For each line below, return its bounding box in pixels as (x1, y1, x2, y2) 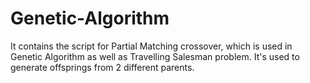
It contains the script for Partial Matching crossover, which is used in (10, 40, 293, 52)
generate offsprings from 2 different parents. (10, 61, 195, 73)
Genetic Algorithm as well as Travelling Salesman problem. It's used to (10, 50, 300, 62)
